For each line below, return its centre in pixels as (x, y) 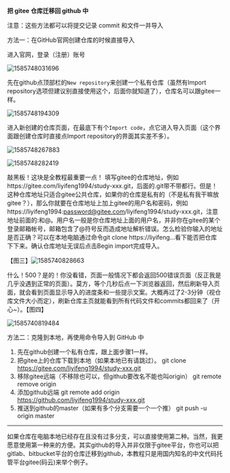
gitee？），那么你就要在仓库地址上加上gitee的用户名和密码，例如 (98, 203)
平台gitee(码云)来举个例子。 (52, 462)
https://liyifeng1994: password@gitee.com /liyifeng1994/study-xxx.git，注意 (113, 211)
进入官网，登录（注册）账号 (46, 55)
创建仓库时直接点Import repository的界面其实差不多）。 (96, 136)
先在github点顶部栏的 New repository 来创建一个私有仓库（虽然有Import (107, 82)
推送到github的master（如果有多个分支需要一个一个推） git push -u (112, 408)
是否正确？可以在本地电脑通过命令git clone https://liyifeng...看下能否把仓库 (112, 237)
